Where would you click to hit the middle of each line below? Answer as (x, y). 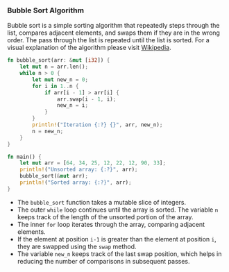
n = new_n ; (48, 131)
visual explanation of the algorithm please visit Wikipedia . (89, 48)
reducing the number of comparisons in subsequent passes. (103, 261)
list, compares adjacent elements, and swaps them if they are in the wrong (114, 33)
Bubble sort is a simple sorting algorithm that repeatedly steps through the (113, 26)
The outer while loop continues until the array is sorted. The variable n (118, 210)
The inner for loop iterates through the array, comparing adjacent (111, 224)
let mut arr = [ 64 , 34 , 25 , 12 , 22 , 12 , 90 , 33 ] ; (93, 163)
